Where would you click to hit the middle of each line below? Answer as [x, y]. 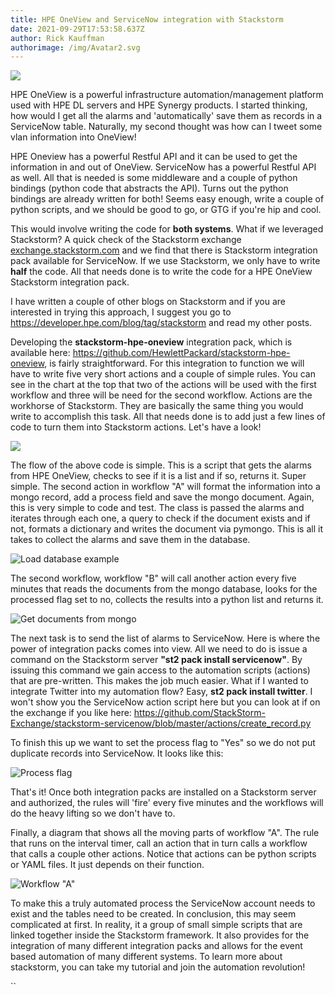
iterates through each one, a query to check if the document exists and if [160, 518]
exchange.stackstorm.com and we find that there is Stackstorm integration [164, 250]
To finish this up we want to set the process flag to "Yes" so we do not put [163, 743]
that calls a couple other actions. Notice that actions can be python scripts [163, 854]
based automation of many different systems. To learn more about [146, 957]
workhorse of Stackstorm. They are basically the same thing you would [157, 406]
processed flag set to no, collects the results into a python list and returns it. [167, 600]
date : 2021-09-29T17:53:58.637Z [77, 29]
